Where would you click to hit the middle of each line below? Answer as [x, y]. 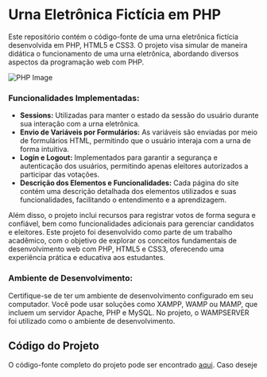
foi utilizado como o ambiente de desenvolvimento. [92, 321]
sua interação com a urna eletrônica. [80, 124]
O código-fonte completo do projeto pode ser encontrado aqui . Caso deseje [133, 365]
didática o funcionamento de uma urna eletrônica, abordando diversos [124, 53]
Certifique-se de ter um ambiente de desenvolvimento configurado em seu [131, 295]
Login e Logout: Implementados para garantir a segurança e [119, 157]
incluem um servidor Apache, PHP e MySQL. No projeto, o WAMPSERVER [129, 313]
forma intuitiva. [44, 150]
